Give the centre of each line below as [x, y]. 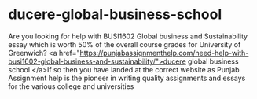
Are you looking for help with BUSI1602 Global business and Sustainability [128, 36]
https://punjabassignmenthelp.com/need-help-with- [164, 53]
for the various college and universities [71, 86]
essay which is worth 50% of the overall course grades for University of [125, 44]
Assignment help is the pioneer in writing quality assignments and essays [127, 78]
